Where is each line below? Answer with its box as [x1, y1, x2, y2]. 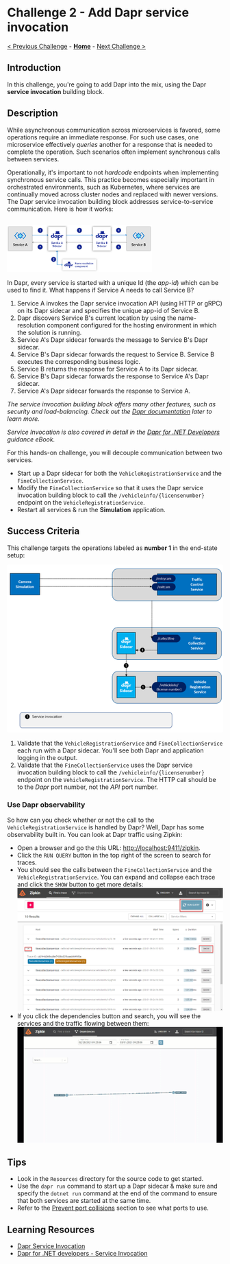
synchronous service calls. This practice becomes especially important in [7, 175, 214, 183]
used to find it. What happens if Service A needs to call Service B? [7, 286, 194, 294]
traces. [16, 858, 38, 866]
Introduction [7, 62, 62, 73]
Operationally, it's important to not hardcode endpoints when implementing [7, 168, 219, 176]
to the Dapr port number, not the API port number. [16, 783, 159, 791]
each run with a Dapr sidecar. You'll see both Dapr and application [16, 746, 204, 755]
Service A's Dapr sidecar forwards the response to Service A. [16, 387, 190, 395]
